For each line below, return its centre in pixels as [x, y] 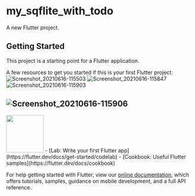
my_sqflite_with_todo [60, 11]
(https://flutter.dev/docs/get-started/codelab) [62, 157]
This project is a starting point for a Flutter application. [73, 60]
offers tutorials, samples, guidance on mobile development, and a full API [96, 181]
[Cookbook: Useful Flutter [154, 157]
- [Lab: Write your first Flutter [81, 150]
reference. [19, 187]
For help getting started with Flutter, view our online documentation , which [98, 174]
